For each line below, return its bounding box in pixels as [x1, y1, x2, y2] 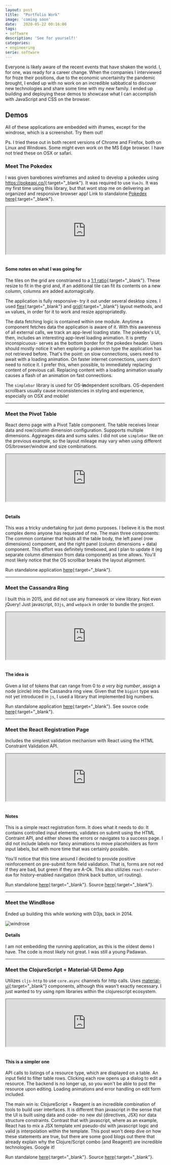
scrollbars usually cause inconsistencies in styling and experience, [5, 387, 144, 393]
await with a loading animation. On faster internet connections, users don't [5, 356, 161, 362]
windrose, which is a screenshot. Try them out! [5, 130, 103, 136]
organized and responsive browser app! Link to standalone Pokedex [5, 191, 147, 197]
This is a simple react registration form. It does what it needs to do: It [5, 824, 149, 831]
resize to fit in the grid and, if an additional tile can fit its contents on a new [5, 282, 161, 289]
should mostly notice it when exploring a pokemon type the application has [5, 345, 162, 351]
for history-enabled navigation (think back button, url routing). [13, 872, 143, 878]
